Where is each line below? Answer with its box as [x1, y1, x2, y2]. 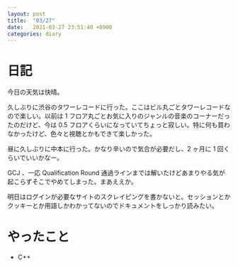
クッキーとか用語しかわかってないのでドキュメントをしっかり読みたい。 [7, 202, 218, 210]
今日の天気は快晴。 [7, 88, 64, 97]
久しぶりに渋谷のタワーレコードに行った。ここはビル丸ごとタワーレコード [7, 103, 225, 111]
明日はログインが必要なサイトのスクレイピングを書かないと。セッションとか [7, 192, 231, 201]
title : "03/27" [7, 17, 55, 24]
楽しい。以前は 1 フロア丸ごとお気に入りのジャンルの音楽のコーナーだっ [19, 111, 230, 121]
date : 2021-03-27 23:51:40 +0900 [7, 23, 113, 31]
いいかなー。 [25, 153, 64, 162]
